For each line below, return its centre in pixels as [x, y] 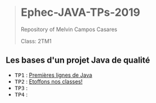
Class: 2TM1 [36, 41]
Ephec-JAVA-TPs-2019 [80, 12]
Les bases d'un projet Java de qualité [78, 60]
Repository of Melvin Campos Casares [69, 29]
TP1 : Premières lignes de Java [53, 75]
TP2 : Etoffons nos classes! [48, 81]
